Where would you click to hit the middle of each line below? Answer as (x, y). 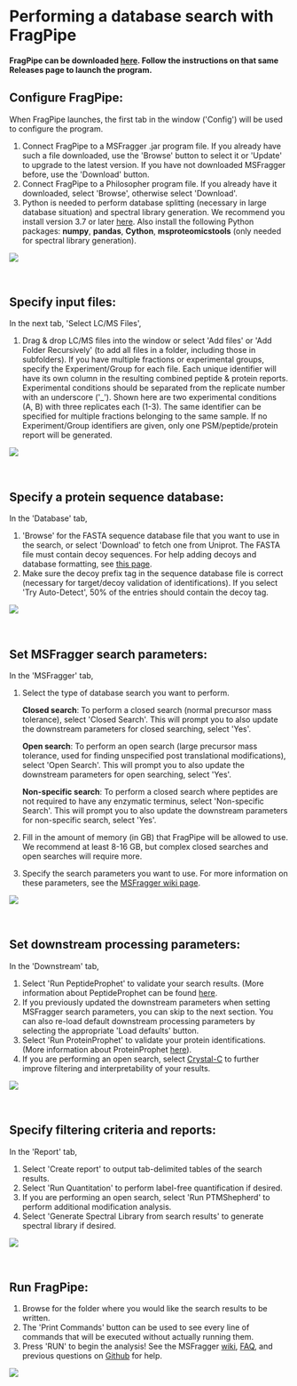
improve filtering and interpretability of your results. (116, 1068)
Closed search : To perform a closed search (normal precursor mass (147, 710)
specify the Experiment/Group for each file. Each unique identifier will (149, 369)
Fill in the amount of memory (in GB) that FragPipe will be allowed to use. (155, 837)
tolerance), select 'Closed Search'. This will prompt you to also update (150, 720)
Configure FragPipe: (66, 98)
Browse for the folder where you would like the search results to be (145, 1309)
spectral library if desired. (69, 1225)
